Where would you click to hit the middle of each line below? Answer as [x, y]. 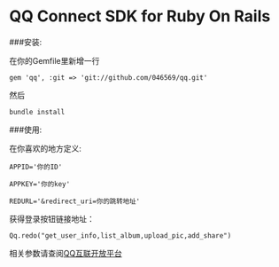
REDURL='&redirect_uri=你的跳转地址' [74, 201]
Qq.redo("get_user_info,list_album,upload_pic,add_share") [120, 236]
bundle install [37, 112]
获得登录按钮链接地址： [52, 218]
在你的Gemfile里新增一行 [54, 60]
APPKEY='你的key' [40, 184]
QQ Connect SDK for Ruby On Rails [140, 16]
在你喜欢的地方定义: [46, 148]
